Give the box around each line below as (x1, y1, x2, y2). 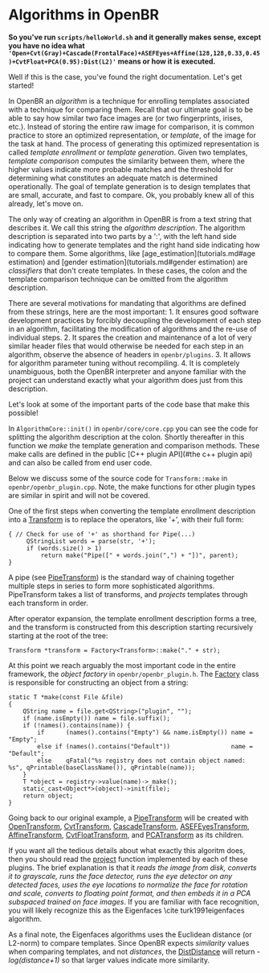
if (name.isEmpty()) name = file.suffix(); (22, 714, 171, 722)
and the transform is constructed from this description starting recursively (8, 622, 254, 632)
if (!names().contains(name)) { (22, 721, 131, 729)
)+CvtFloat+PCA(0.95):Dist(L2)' (8, 58, 116, 66)
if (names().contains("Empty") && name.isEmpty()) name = (37, 728, 253, 736)
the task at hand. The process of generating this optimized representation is (8, 138, 259, 148)
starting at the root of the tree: (8, 630, 108, 641)
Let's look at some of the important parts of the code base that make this (8, 399, 251, 409)
